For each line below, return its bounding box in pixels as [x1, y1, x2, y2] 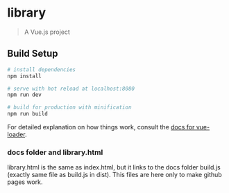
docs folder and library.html [7, 147, 103, 157]
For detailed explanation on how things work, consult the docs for [7, 123, 195, 131]
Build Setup [7, 48, 58, 59]
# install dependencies [7, 66, 76, 73]
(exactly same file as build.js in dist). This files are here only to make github [7, 171, 222, 179]
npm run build [7, 111, 49, 118]
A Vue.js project [24, 28, 71, 36]
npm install [7, 73, 42, 80]
